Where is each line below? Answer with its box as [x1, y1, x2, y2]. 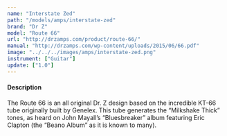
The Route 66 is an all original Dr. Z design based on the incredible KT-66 [7, 99, 217, 107]
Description [7, 83, 42, 92]
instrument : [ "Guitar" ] [7, 56, 76, 62]
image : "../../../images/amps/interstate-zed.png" [7, 49, 156, 56]
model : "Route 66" [7, 29, 60, 37]
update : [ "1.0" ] [7, 62, 54, 69]
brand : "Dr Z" [7, 23, 48, 30]
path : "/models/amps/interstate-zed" [7, 17, 116, 24]
